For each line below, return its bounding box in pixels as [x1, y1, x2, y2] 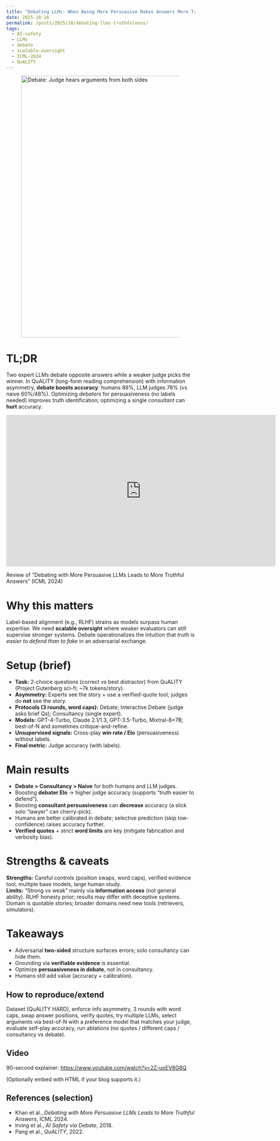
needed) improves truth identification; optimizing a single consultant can [6, 397, 185, 404]
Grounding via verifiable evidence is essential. [14, 960, 130, 967]
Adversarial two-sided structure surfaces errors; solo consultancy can [14, 947, 190, 954]
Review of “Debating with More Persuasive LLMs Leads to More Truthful [6, 571, 184, 579]
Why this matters [6, 599, 94, 612]
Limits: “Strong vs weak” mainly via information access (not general [6, 887, 176, 894]
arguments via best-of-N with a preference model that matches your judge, [6, 1018, 191, 1025]
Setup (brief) [6, 659, 72, 672]
